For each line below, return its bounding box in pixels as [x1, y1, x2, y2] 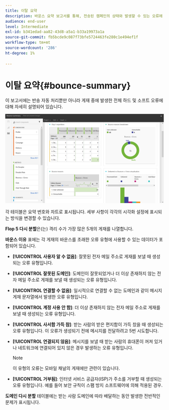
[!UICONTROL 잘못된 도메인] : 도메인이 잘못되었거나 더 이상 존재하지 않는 [12, 270, 156, 277]
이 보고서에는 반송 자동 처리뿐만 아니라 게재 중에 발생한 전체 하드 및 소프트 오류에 [5, 97, 163, 103]
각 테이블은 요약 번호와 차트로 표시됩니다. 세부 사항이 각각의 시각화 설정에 [5, 209, 149, 215]
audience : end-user [5, 19, 46, 24]
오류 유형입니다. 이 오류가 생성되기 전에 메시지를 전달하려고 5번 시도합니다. [12, 328, 159, 334]
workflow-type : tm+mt [5, 40, 51, 45]
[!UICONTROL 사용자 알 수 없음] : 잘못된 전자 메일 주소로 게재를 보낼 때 [12, 253, 151, 259]
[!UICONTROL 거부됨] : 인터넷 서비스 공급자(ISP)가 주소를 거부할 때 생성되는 [12, 376, 162, 382]
